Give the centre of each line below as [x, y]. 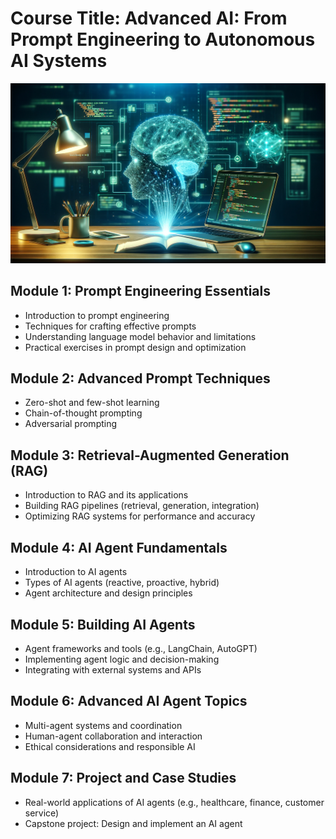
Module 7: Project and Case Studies [123, 778]
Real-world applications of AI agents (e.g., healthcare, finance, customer [174, 802]
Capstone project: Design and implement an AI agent [133, 823]
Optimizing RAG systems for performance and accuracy [140, 516]
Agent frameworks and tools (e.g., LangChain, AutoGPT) [141, 648]
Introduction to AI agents [76, 572]
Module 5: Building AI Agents [103, 624]
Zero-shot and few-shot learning [92, 403]
